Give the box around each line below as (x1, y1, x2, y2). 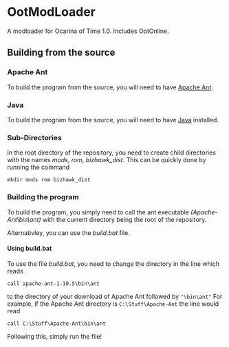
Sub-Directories (7, 133, 62, 142)
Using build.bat (7, 245, 52, 253)
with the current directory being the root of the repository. (42, 215, 207, 223)
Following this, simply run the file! (7, 332, 102, 340)
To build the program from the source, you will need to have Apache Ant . (7, 83, 213, 91)
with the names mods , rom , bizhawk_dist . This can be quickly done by (7, 156, 206, 164)
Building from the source (7, 47, 116, 58)
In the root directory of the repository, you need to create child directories (7, 148, 217, 157)
